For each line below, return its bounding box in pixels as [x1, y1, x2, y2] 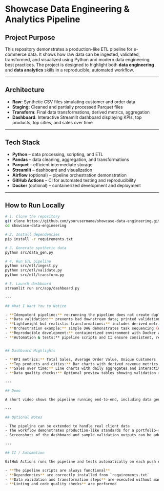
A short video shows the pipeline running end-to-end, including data [5, 397, 152, 402]
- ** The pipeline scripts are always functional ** [5, 468, 110, 473]
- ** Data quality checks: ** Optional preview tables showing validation [5, 371, 156, 376]
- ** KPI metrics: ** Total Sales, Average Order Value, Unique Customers [5, 357, 156, 362]
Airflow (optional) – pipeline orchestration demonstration [12, 172, 127, 178]
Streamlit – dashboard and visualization [12, 167, 93, 173]
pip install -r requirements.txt [5, 236, 73, 242]
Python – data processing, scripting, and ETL [12, 151, 103, 157]
